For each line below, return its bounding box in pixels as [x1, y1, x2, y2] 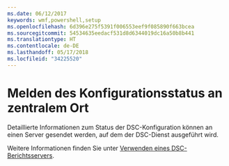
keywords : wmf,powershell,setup [7, 17, 101, 24]
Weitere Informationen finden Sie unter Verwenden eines [7, 144, 171, 152]
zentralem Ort [7, 100, 89, 115]
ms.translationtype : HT [7, 36, 77, 43]
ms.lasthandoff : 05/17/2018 [7, 49, 89, 56]
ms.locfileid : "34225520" [7, 56, 82, 63]
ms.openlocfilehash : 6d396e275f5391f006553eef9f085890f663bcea [7, 23, 195, 30]
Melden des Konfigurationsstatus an [7, 85, 223, 101]
